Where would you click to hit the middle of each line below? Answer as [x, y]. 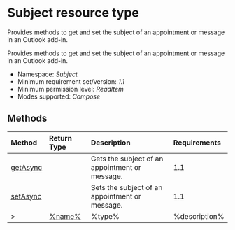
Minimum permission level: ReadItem [71, 89]
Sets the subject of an [127, 187]
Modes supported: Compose [59, 96]
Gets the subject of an [127, 159]
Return [60, 138]
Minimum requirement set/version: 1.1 [71, 81]
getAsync [27, 167]
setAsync [26, 196]
